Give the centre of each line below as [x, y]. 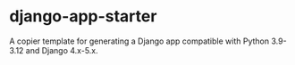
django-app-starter [83, 16]
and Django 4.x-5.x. [62, 50]
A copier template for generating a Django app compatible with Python [139, 41]
